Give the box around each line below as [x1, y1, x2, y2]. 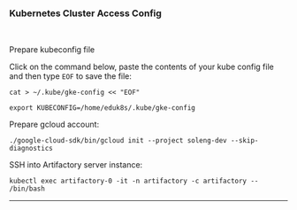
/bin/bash [9, 184, 46, 193]
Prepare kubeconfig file [9, 44, 95, 55]
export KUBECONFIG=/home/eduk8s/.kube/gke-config [9, 104, 196, 113]
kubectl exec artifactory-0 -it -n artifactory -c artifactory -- [9, 176, 259, 186]
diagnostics [9, 144, 53, 153]
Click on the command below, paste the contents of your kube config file [9, 61, 274, 73]
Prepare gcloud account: [9, 119, 100, 130]
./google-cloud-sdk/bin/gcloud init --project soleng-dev [9, 136, 227, 145]
